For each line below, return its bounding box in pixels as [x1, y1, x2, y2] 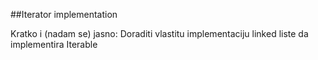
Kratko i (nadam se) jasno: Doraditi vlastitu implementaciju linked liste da [10, 28, 309, 39]
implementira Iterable [10, 39, 98, 50]
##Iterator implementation [10, 9, 118, 20]
